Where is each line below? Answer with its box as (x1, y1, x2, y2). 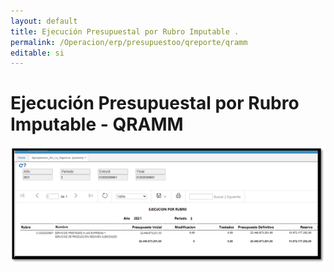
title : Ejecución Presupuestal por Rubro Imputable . (10, 26, 240, 37)
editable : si (10, 48, 65, 58)
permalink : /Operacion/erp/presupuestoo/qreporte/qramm (10, 37, 248, 47)
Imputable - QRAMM (10, 113, 184, 136)
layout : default (10, 16, 78, 26)
